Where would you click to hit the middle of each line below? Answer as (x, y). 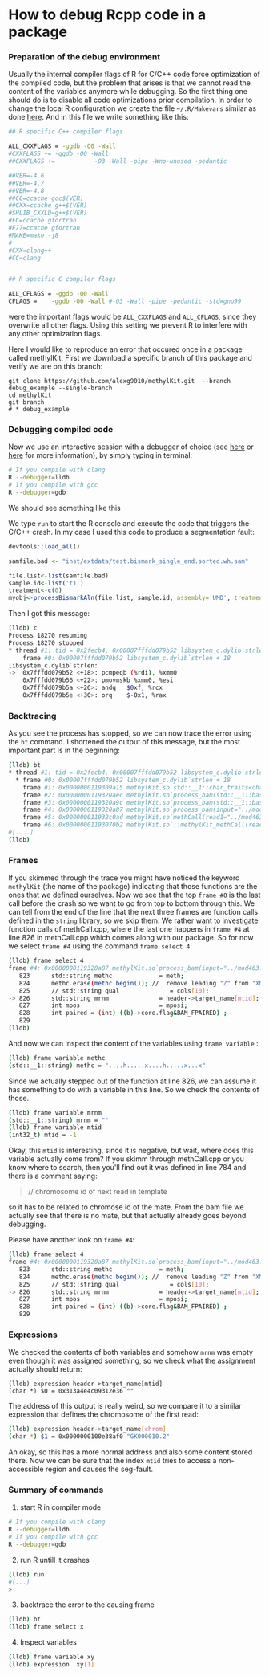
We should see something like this (65, 508)
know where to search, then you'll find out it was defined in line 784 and (127, 1168)
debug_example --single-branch (60, 388)
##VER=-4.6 (26, 175)
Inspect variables (48, 1642)
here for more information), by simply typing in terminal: (100, 455)
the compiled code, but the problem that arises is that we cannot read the (129, 83)
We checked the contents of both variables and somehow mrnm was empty (131, 1352)
